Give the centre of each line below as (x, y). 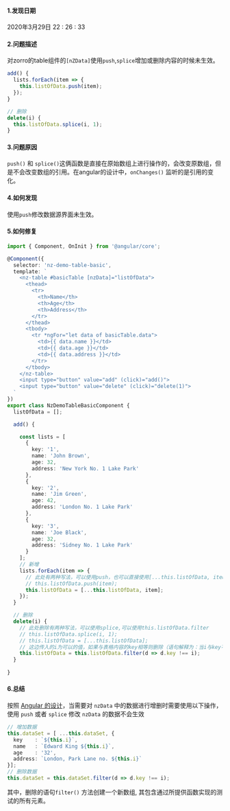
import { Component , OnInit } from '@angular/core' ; (84, 246)
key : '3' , (46, 526)
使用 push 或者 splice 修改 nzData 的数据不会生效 (76, 714)
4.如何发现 (22, 198)
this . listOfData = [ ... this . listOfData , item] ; (94, 590)
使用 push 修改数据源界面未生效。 (52, 214)
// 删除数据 (22, 772)
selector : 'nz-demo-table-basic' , (62, 265)
